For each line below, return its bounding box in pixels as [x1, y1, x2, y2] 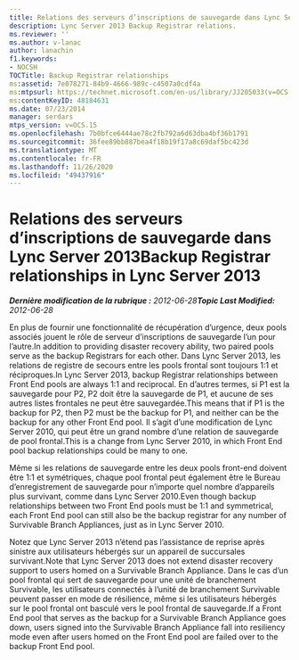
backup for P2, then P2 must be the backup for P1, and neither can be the [9, 408, 279, 418]
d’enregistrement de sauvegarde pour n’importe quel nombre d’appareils [9, 482, 275, 492]
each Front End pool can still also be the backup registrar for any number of [9, 510, 287, 521]
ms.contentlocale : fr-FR [9, 153, 101, 163]
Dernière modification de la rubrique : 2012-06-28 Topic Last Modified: [9, 295, 276, 306]
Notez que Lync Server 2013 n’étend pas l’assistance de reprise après [9, 537, 265, 548]
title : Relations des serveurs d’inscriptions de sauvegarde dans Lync [9, 12, 280, 22]
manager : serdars [9, 112, 74, 121]
